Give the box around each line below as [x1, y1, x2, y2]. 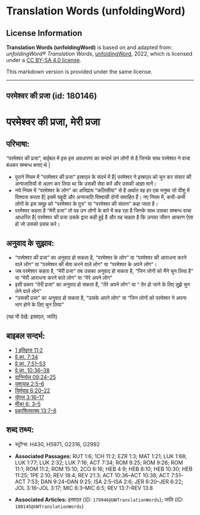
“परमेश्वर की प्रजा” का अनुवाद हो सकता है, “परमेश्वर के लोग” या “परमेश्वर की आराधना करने [14, 254, 187, 261]
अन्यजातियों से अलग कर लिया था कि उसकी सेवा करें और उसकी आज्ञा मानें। [14, 180, 157, 188]
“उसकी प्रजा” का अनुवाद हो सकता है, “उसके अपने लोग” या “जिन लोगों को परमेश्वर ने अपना [14, 295, 187, 302]
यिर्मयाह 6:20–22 [14, 387, 51, 394]
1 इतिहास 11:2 [14, 347, 43, 354]
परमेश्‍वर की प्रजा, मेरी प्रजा [6, 115, 100, 128]
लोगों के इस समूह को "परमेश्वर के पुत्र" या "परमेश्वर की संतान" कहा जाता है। [14, 200, 159, 207]
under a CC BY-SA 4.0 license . [6, 57, 82, 63]
